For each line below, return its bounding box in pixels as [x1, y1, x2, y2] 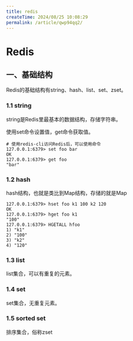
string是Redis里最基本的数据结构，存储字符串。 [6, 115, 121, 123]
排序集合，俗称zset [6, 328, 53, 336]
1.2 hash [6, 175, 31, 183]
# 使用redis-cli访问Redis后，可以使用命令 [6, 141, 101, 147]
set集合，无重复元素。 [6, 299, 61, 306]
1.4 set [6, 285, 26, 293]
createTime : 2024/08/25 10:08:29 [6, 14, 88, 20]
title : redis [6, 8, 38, 15]
